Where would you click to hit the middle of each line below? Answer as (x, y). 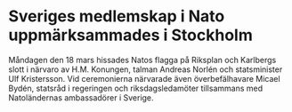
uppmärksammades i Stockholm (130, 35)
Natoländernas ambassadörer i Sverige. (81, 97)
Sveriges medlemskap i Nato (117, 16)
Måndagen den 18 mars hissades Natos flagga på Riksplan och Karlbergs (142, 60)
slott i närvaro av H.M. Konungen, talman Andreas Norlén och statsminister (146, 69)
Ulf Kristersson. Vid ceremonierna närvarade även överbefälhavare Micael (145, 78)
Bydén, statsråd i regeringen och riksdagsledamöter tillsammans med (136, 88)
